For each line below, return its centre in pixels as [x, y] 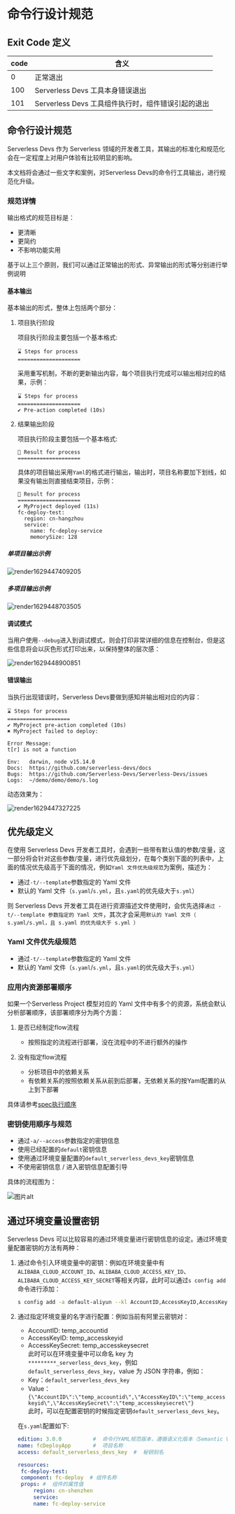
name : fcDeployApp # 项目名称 [70, 1445]
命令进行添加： [39, 1289]
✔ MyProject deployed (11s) [58, 507]
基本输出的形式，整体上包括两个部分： [62, 308]
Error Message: [29, 743]
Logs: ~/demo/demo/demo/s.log [53, 780]
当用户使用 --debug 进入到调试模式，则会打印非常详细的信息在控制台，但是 [113, 640]
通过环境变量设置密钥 [53, 1221]
